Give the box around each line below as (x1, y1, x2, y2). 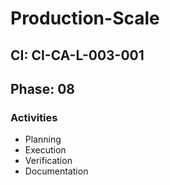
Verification (24, 155, 73, 167)
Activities (10, 110, 58, 124)
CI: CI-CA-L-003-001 (10, 47, 145, 64)
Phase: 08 (10, 80, 75, 97)
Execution (24, 144, 67, 156)
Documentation (24, 165, 89, 177)
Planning (24, 133, 62, 146)
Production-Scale (10, 7, 160, 30)
